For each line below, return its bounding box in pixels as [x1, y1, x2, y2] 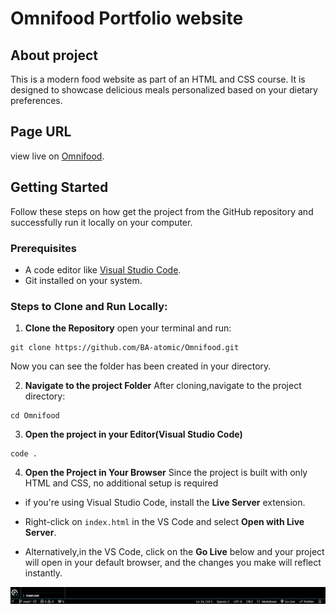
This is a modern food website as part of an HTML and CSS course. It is [10, 73, 306, 85]
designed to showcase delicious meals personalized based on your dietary [10, 84, 318, 96]
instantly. [24, 567, 63, 579]
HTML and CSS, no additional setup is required [24, 477, 219, 489]
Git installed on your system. [24, 274, 143, 286]
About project [10, 47, 98, 64]
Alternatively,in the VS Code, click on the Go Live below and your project [24, 546, 325, 558]
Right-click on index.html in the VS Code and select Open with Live [24, 516, 305, 528]
